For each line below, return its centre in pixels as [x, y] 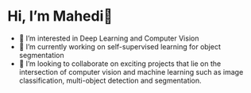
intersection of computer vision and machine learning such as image [131, 72]
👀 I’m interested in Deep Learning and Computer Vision [109, 38]
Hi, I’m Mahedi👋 [60, 16]
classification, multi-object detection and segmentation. [110, 80]
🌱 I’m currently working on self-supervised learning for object [120, 46]
